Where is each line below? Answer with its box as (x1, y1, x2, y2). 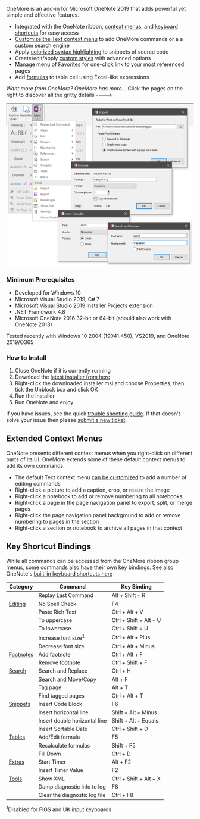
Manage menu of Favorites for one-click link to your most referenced (14, 61, 185, 68)
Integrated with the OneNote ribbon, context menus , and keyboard (14, 23, 179, 30)
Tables (8, 733, 26, 740)
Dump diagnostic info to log (38, 783, 106, 790)
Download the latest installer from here (14, 373, 110, 380)
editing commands (14, 480, 61, 487)
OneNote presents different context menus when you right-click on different (6, 449, 193, 457)
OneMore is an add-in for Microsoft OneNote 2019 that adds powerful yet (6, 5, 186, 12)
